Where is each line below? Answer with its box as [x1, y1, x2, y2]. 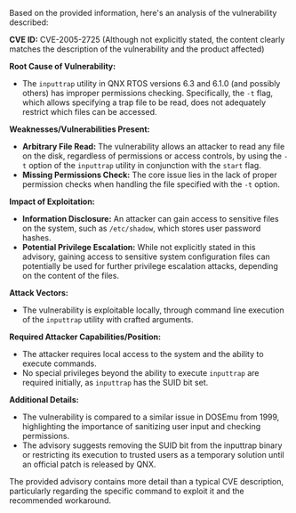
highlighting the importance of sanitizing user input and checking [21, 421, 261, 431]
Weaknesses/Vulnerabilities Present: [9, 124, 150, 134]
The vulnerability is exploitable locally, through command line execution [21, 305, 284, 315]
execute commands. [21, 358, 98, 369]
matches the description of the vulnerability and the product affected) [9, 44, 265, 54]
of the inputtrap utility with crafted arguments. [21, 314, 194, 324]
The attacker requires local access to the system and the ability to [21, 349, 264, 359]
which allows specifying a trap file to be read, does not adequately [21, 97, 267, 108]
